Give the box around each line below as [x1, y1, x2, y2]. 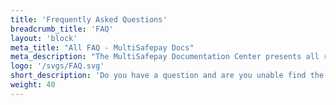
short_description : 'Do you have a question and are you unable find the [10, 71, 325, 81]
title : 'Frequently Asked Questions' [10, 14, 168, 25]
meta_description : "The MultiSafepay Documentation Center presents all [10, 52, 320, 62]
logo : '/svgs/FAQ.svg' [10, 61, 105, 71]
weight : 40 [10, 80, 56, 90]
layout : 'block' [10, 33, 78, 43]
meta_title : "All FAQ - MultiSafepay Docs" [10, 42, 195, 53]
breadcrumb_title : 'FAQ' [10, 24, 114, 34]
